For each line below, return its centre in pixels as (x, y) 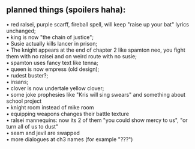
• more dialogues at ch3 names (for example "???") (70, 139)
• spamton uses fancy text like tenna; (52, 62)
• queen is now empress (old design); (53, 69)
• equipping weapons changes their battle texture (68, 114)
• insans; (17, 82)
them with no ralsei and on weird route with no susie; (71, 56)
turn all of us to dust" (32, 126)
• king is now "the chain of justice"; (50, 37)
